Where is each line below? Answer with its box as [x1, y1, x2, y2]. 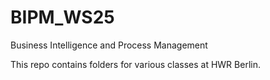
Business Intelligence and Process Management [10, 39, 208, 51]
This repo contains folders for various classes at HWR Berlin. [10, 58, 261, 70]
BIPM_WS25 [10, 6, 115, 29]
